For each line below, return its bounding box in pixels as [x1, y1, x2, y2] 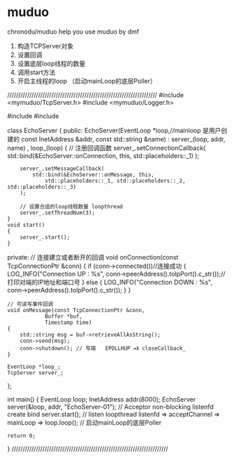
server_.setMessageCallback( [20, 165, 105, 172]
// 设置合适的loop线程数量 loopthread [20, 203, 124, 210]
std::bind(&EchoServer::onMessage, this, [32, 171, 155, 178]
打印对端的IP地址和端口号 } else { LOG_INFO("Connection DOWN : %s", [7, 278, 213, 286]
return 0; [7, 432, 36, 439]
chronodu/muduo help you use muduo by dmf [7, 27, 140, 36]
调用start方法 [17, 68, 56, 76]
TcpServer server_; [7, 369, 64, 376]
